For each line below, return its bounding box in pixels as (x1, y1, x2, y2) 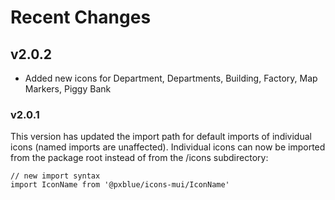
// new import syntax (10, 171, 101, 181)
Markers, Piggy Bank (24, 83, 112, 95)
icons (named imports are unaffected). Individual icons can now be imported (10, 141, 326, 153)
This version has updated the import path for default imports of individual (10, 131, 312, 143)
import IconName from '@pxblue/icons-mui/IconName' (10, 180, 230, 190)
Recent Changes (10, 6, 152, 29)
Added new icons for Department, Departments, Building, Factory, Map (24, 72, 318, 84)
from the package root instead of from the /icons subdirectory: (10, 152, 269, 164)
